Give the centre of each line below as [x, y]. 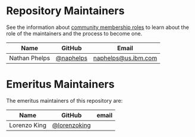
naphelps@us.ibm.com [125, 58]
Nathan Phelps [30, 58]
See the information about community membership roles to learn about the [97, 27]
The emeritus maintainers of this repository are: [65, 100]
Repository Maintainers [65, 11]
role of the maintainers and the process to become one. [74, 33]
